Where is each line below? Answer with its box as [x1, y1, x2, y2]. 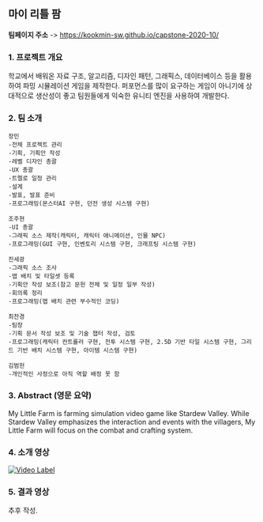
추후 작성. [8, 505, 38, 516]
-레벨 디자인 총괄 [8, 157, 58, 166]
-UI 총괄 [8, 224, 34, 232]
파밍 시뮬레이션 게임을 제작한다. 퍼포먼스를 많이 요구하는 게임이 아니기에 [22, 81, 245, 91]
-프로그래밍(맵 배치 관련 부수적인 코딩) [8, 297, 120, 306]
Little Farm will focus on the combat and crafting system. [8, 426, 193, 435]
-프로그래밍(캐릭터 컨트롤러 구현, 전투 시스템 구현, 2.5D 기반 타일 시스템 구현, [8, 339, 239, 346]
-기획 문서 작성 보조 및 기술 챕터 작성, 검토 [8, 330, 136, 338]
